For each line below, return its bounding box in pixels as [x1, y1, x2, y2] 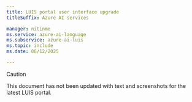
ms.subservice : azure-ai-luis [6, 37, 84, 43]
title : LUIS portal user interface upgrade [6, 9, 120, 15]
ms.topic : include [6, 43, 53, 49]
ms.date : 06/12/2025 [6, 48, 60, 55]
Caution [6, 70, 26, 78]
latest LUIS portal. [6, 89, 52, 96]
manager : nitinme [6, 26, 51, 32]
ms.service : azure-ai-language [6, 31, 86, 37]
